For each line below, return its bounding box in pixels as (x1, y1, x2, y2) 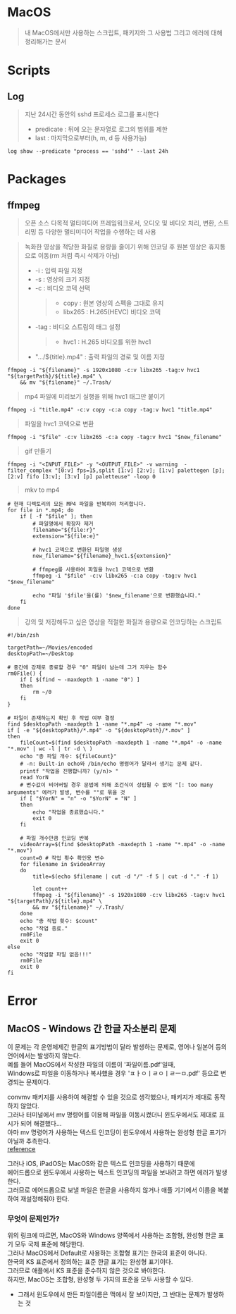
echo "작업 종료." (20, 924, 68, 932)
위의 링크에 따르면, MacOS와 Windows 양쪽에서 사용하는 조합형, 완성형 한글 (7, 1231, 217, 1240)
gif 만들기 (24, 447, 51, 455)
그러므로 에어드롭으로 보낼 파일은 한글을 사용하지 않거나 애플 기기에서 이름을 (7, 1185, 216, 1194)
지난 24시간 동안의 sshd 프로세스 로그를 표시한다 (24, 110, 160, 118)
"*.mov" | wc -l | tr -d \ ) (7, 745, 93, 752)
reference (7, 1144, 36, 1153)
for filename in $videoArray (20, 860, 106, 867)
